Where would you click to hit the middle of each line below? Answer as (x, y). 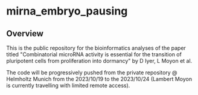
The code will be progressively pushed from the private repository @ (92, 73)
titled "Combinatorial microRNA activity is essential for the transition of (94, 54)
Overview (25, 34)
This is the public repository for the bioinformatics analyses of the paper (96, 48)
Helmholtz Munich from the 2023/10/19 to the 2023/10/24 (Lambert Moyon (99, 79)
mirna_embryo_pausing (67, 11)
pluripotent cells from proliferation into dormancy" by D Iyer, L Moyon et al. (99, 61)
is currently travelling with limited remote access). (68, 85)
